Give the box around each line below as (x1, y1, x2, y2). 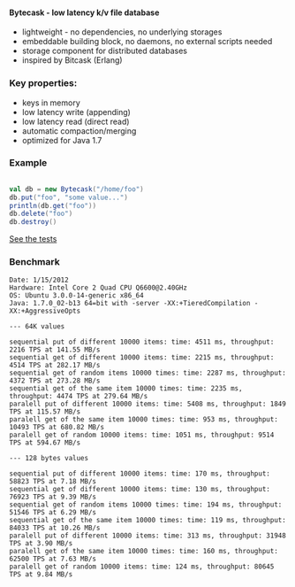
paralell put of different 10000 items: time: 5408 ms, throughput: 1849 (9, 399, 287, 409)
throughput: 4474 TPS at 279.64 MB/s (9, 392, 148, 401)
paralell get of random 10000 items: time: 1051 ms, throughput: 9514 (9, 430, 275, 440)
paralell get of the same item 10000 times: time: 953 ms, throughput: (9, 415, 278, 424)
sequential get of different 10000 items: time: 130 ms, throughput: (9, 485, 271, 494)
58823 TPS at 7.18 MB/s (9, 477, 97, 486)
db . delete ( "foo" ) (9, 209, 73, 219)
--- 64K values (9, 322, 65, 331)
